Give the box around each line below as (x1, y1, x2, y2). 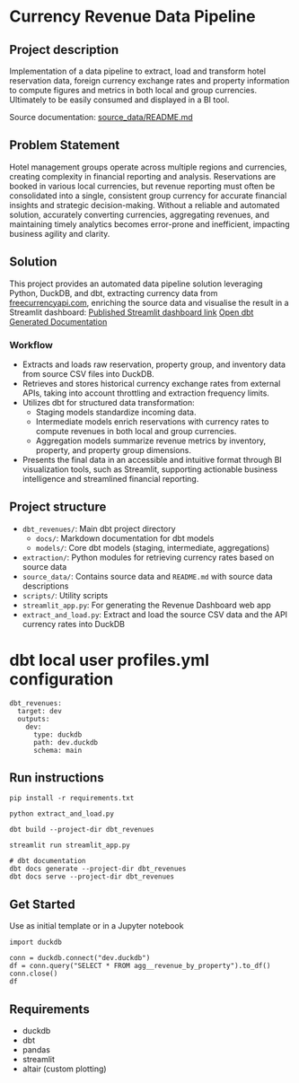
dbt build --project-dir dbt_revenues (9, 825, 154, 834)
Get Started (9, 896, 75, 912)
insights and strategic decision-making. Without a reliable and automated (9, 199, 280, 210)
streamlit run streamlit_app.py (9, 841, 130, 850)
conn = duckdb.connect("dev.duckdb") (9, 954, 151, 963)
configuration (9, 668, 114, 689)
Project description (9, 42, 119, 57)
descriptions (22, 581, 69, 591)
